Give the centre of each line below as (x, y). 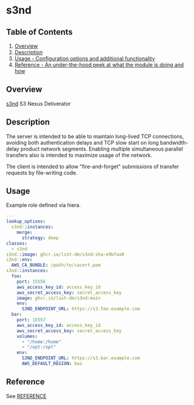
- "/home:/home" (41, 342)
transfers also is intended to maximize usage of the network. (79, 155)
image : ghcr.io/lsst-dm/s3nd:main (59, 298)
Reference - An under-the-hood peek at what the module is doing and (99, 65)
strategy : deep (40, 238)
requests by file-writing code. (42, 173)
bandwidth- (174, 142)
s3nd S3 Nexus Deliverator (39, 103)
